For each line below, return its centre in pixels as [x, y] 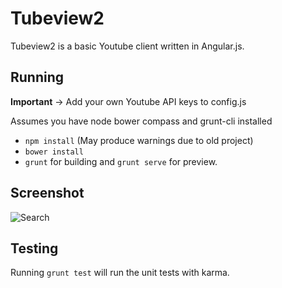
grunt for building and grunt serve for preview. [121, 161]
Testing [34, 248]
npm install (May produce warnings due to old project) [139, 140]
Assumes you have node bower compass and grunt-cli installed [141, 121]
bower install [54, 152]
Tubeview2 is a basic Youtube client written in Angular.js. [127, 46]
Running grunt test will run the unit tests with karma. [120, 273]
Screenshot [47, 193]
